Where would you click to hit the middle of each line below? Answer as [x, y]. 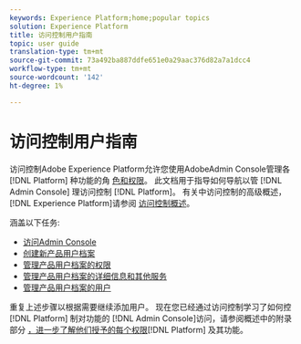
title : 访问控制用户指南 [51, 35]
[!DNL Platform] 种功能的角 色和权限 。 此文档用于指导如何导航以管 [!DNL [146, 180]
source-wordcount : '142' [57, 78]
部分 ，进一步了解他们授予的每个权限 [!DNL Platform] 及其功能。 [129, 329]
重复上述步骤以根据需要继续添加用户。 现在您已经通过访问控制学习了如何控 [150, 307]
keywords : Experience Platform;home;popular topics [109, 18]
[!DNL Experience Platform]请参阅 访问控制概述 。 [102, 203]
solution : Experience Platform [69, 26]
